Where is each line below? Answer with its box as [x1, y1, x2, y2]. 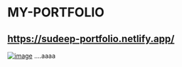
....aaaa [34, 51, 55, 60]
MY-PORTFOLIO [7, 4, 105, 21]
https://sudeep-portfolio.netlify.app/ [7, 33, 175, 45]
